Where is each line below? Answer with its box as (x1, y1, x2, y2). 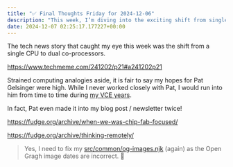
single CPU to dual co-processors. (7, 49, 106, 58)
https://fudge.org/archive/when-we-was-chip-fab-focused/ (7, 118, 178, 126)
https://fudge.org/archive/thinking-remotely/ (7, 131, 134, 139)
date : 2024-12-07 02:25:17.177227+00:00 (7, 23, 126, 30)
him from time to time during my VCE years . (7, 91, 132, 99)
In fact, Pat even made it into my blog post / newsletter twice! (7, 105, 182, 113)
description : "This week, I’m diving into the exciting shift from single (7, 17, 228, 24)
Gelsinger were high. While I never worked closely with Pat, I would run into (7, 84, 223, 92)
